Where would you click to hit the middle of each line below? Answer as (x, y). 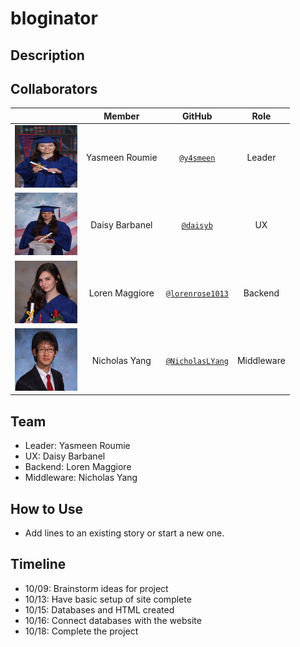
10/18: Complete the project (81, 631)
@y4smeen (197, 158)
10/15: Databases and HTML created (99, 609)
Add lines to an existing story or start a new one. (124, 533)
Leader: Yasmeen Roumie (77, 446)
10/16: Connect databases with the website (113, 620)
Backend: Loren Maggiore (78, 467)
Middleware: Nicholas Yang (81, 478)
